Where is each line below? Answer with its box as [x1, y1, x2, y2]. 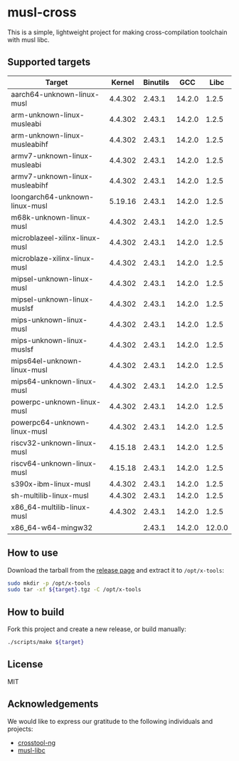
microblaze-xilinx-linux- [11, 253, 95, 263]
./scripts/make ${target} [7, 639, 84, 646]
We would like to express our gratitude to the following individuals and [7, 717, 213, 725]
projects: [7, 725, 33, 733]
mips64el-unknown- [11, 356, 83, 366]
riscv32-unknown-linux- [11, 438, 97, 448]
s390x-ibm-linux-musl [11, 479, 91, 489]
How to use [7, 547, 58, 559]
